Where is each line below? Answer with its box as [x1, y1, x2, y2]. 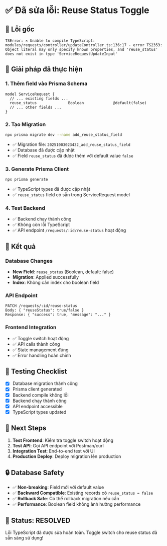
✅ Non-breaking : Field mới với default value [12, 484, 104, 490]
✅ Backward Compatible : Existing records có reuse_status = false [12, 490, 153, 496]
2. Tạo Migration [5, 121, 46, 128]
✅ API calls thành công [12, 341, 60, 347]
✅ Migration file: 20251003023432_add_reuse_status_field [12, 141, 130, 147]
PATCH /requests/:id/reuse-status [5, 303, 78, 308]
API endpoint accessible [12, 403, 63, 409]
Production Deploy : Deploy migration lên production [12, 453, 121, 459]
